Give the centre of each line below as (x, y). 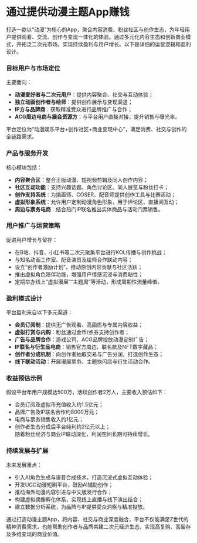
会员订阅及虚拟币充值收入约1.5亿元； (59, 405)
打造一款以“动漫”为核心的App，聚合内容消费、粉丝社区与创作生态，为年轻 (96, 29)
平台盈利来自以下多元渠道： (40, 312)
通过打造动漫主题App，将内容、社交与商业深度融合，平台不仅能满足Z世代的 (97, 519)
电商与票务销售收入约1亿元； (49, 419)
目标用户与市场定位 (33, 68)
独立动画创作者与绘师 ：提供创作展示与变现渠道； (74, 102)
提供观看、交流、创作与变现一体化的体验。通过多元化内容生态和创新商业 (98, 36)
